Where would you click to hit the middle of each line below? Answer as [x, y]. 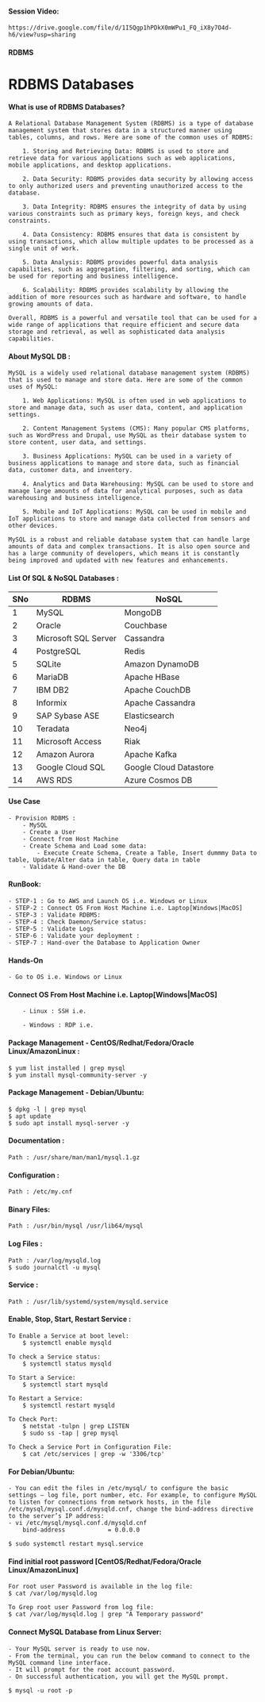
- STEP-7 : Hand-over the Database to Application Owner [104, 943]
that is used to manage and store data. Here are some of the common [126, 380]
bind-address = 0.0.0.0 [81, 1530]
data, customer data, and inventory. [71, 471]
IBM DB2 [53, 690]
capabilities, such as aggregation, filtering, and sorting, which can [129, 270]
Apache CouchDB [157, 690]
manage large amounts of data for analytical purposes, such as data [126, 491]
